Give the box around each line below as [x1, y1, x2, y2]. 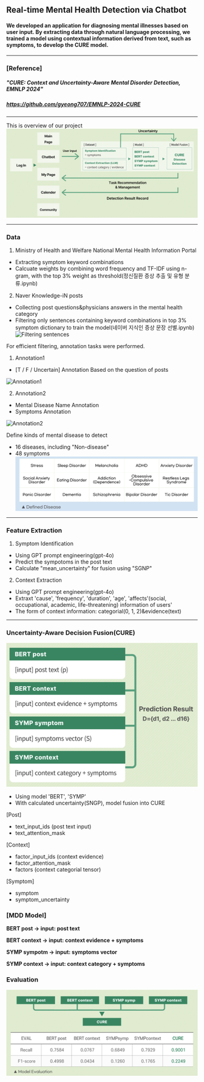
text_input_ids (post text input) [15, 823, 92, 830]
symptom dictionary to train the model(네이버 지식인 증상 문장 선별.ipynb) [15, 324, 195, 331]
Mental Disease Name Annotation [15, 401, 99, 408]
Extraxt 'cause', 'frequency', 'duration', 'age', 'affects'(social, [15, 595, 167, 602]
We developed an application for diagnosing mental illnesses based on [6, 21, 189, 29]
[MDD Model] [6, 911, 47, 920]
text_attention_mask [15, 829, 66, 837]
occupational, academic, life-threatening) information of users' [15, 601, 172, 609]
